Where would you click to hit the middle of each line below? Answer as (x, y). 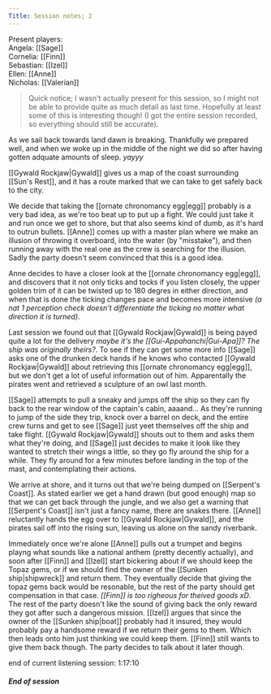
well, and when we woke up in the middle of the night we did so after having (135, 148)
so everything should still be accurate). (93, 124)
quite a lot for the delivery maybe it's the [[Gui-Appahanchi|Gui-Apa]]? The (134, 340)
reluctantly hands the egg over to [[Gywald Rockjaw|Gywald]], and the (126, 519)
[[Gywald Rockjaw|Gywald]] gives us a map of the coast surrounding (124, 172)
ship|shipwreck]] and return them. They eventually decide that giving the (130, 578)
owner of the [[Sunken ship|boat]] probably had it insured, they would (125, 621)
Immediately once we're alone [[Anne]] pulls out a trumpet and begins (125, 543)
